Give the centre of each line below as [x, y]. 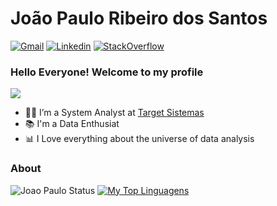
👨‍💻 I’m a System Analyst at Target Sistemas [114, 113]
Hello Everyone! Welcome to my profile [107, 72]
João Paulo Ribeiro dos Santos [139, 18]
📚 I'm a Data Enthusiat [72, 124]
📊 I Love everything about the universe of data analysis [139, 139]
